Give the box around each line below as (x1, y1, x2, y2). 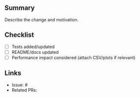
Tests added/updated (11, 44, 55, 49)
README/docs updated (11, 49, 59, 55)
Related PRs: (11, 87, 37, 93)
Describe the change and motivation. (4, 16, 79, 22)
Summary (4, 4, 35, 12)
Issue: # (11, 82, 28, 88)
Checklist (4, 31, 35, 39)
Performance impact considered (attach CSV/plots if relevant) (11, 54, 136, 60)
